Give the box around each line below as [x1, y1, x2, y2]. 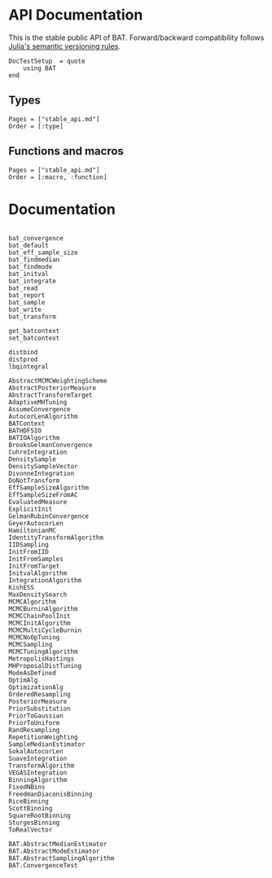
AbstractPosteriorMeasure [8, 384, 96, 392]
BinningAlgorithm [8, 775, 68, 784]
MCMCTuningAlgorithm [8, 648, 79, 656]
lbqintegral [8, 362, 49, 371]
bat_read [8, 283, 38, 292]
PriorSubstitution [8, 705, 71, 713]
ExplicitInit [8, 505, 53, 513]
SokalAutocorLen [8, 747, 64, 755]
